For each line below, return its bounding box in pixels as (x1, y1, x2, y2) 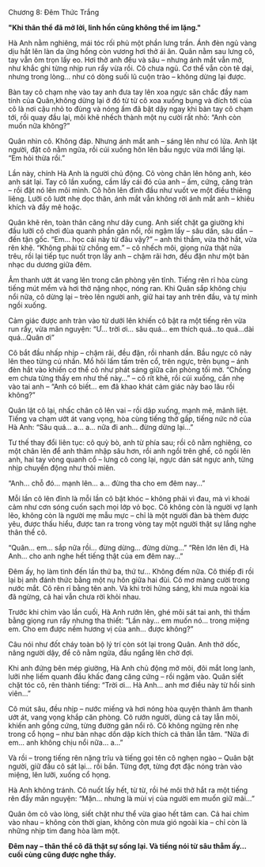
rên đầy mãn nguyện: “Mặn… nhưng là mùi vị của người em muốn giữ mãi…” (8, 794, 256, 803)
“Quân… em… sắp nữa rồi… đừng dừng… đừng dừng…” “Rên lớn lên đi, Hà (8, 543, 249, 552)
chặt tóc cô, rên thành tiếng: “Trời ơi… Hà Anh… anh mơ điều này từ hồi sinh (8, 681, 256, 689)
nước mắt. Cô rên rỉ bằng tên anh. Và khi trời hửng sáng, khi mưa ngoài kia (8, 584, 250, 593)
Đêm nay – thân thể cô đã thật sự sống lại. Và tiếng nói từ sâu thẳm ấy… (8, 842, 247, 850)
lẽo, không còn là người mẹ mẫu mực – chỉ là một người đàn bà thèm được (8, 511, 249, 520)
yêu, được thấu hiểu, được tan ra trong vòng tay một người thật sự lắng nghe (8, 520, 257, 528)
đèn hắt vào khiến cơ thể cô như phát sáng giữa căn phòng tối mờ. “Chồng (8, 365, 252, 374)
